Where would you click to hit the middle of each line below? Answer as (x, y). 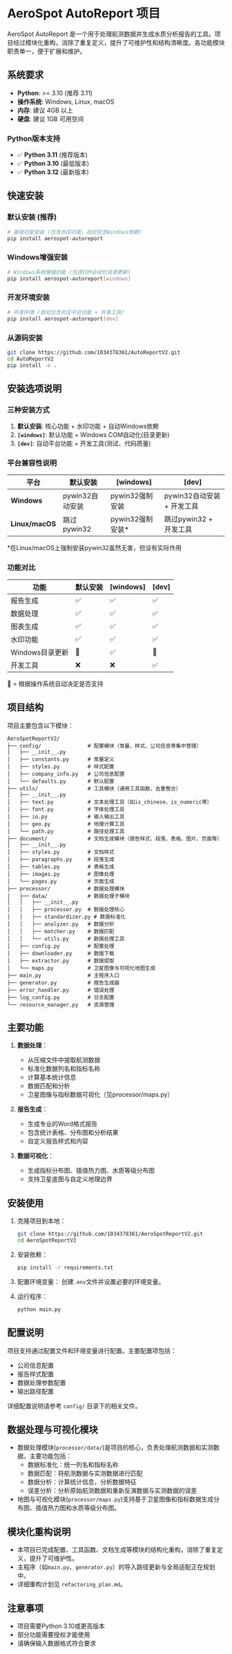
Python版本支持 (34, 138)
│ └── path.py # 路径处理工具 (66, 831)
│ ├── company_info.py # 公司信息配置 (66, 774)
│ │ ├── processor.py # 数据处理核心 (66, 909)
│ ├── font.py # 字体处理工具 (66, 809)
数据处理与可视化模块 (52, 1429)
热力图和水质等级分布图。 (84, 1508)
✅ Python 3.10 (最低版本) (53, 164)
